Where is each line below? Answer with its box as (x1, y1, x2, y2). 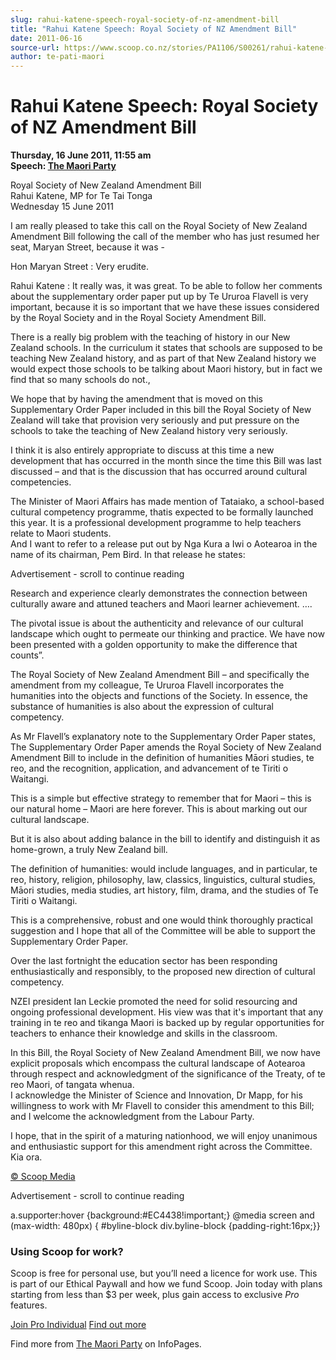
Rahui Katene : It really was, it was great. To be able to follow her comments (10, 280, 323, 292)
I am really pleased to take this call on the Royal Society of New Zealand (10, 220, 308, 232)
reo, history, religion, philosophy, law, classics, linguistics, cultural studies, (10, 874, 316, 886)
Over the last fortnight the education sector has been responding (10, 955, 278, 967)
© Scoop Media (10, 1171, 76, 1183)
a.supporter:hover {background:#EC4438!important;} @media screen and (10, 1209, 315, 1221)
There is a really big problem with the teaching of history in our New (10, 331, 291, 343)
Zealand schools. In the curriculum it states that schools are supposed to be (10, 342, 323, 354)
